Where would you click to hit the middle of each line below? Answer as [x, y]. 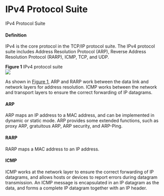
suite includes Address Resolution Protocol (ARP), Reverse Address [76, 52]
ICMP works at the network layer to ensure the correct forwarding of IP [79, 172]
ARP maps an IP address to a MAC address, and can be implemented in [80, 115]
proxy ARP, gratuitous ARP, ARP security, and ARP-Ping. [64, 126]
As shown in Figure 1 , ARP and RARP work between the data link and [77, 82]
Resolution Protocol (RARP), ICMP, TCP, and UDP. [57, 57]
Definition [16, 35]
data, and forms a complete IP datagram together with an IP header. [76, 188]
